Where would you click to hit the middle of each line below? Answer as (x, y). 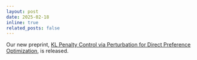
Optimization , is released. (37, 51)
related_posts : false (33, 28)
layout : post (22, 11)
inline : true (22, 22)
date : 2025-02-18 (28, 17)
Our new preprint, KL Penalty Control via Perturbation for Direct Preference (98, 45)
